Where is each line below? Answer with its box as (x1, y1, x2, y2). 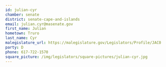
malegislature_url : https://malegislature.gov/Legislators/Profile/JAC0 (5, 40, 161, 45)
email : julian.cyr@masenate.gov (5, 21, 73, 27)
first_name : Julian (5, 26, 46, 31)
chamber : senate (5, 12, 39, 17)
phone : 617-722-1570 (5, 49, 49, 54)
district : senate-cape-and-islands (5, 17, 80, 22)
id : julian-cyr (5, 7, 37, 13)
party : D (5, 45, 24, 50)
